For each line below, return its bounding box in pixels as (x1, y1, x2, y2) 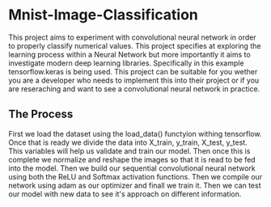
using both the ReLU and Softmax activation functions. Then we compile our (8, 171, 263, 181)
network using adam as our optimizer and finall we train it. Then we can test (8, 180, 261, 190)
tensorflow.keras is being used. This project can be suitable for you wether (8, 66, 258, 76)
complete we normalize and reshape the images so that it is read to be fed (8, 154, 256, 164)
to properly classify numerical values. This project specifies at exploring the (8, 40, 261, 50)
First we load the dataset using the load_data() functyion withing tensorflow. (8, 129, 262, 138)
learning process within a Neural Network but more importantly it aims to (8, 49, 251, 59)
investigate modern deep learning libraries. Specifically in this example (8, 58, 244, 68)
